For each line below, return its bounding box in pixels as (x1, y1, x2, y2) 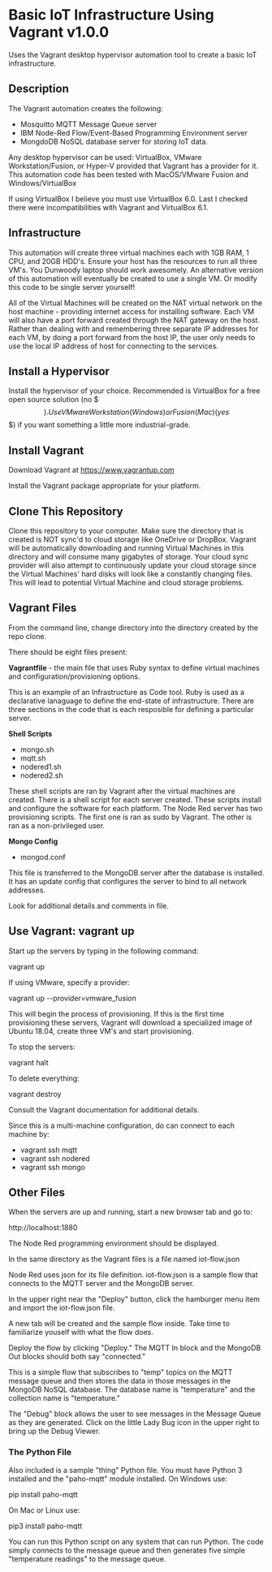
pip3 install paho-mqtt (8, 1521, 83, 1531)
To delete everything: (8, 1073, 80, 1083)
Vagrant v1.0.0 (8, 23, 110, 41)
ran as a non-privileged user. (8, 820, 106, 830)
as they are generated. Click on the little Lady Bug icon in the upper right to (8, 1418, 260, 1427)
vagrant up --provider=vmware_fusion (8, 993, 136, 1003)
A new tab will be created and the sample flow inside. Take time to (8, 1319, 230, 1328)
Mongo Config (8, 836, 58, 846)
